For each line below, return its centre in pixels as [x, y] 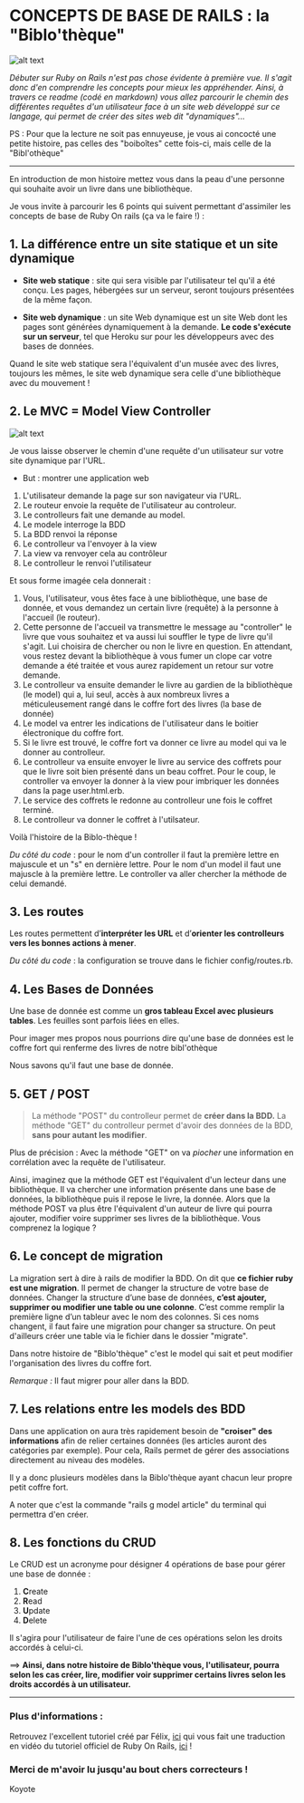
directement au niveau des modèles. [77, 1460]
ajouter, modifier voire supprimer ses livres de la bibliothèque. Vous [135, 1218]
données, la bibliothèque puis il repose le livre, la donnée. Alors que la [140, 1199]
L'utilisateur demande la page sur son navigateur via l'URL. [132, 496]
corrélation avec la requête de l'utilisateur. [88, 1162]
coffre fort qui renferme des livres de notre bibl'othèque [114, 1048]
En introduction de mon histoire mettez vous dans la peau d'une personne [147, 178]
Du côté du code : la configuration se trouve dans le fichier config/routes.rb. [152, 960]
